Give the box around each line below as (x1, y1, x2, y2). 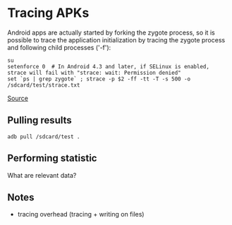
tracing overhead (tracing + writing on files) (17, 210, 145, 219)
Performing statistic (7, 152, 97, 164)
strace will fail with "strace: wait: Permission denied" (7, 69, 181, 76)
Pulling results (7, 114, 72, 126)
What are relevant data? (7, 171, 77, 179)
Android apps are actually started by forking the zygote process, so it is (7, 28, 215, 37)
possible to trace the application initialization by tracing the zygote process (7, 35, 226, 44)
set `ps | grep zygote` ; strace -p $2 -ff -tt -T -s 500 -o (7, 75, 191, 83)
